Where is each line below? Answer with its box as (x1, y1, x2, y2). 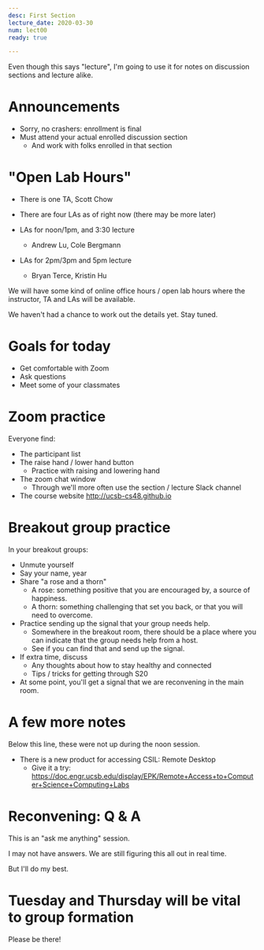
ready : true (8, 33, 47, 42)
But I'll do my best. (8, 864, 69, 874)
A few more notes (8, 713, 126, 732)
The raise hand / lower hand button (19, 458, 134, 467)
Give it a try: (31, 762, 71, 773)
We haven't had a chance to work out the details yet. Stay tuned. (8, 310, 218, 319)
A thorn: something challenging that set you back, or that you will (31, 602, 243, 611)
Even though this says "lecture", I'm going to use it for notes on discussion (8, 62, 250, 72)
